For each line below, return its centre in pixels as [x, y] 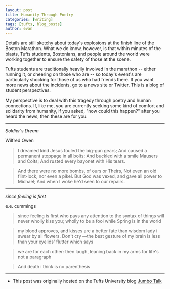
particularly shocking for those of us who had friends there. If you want [79, 80]
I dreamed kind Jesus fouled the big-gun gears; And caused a [82, 151]
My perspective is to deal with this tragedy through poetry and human [78, 100]
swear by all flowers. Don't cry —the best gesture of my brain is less [89, 236]
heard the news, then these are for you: [46, 116]
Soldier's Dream [22, 131]
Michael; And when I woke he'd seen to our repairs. [71, 182]
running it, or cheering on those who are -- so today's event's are [73, 74]
